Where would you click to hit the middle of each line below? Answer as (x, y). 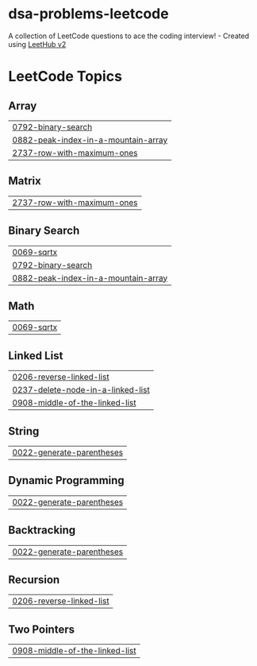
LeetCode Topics (65, 77)
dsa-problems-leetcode (88, 14)
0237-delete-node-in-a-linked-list (81, 390)
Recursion (34, 580)
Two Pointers (42, 629)
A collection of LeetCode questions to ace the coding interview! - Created (129, 36)
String (24, 431)
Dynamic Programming (66, 480)
